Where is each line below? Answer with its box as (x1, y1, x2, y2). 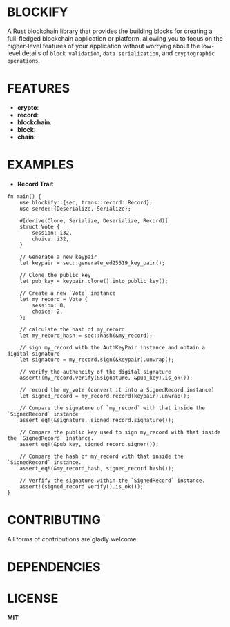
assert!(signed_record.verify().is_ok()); (19, 483, 144, 490)
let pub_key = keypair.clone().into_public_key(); (19, 278, 169, 284)
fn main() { (7, 193, 41, 200)
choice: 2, (32, 308, 64, 315)
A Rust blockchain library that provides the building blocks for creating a (7, 27, 213, 35)
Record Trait (17, 180, 54, 188)
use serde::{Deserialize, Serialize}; (19, 205, 131, 212)
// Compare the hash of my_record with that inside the (19, 453, 184, 460)
